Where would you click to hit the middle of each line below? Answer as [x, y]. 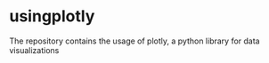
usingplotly [52, 16]
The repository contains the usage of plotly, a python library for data [134, 41]
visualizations [34, 50]
